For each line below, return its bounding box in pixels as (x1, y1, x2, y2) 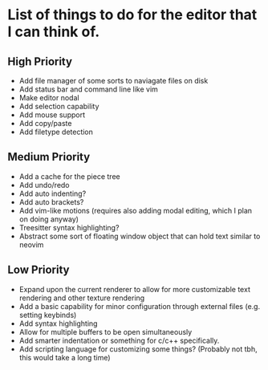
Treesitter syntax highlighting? (18, 222, 120, 232)
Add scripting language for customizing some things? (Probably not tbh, (18, 344, 258, 354)
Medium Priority (7, 150, 91, 164)
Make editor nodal (18, 93, 79, 102)
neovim (18, 239, 44, 250)
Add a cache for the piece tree (18, 171, 121, 181)
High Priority (7, 55, 73, 68)
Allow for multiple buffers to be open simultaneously (18, 327, 193, 336)
